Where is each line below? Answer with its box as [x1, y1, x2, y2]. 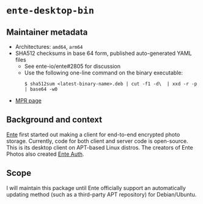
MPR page [15, 97, 42, 104]
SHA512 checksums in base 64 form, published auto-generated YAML [15, 49, 192, 57]
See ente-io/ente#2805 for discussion [24, 63, 121, 70]
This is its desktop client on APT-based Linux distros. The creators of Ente [6, 144, 194, 151]
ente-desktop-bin [6, 5, 95, 16]
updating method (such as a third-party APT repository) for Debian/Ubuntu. [6, 191, 197, 198]
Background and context [6, 115, 103, 125]
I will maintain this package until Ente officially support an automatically [6, 184, 186, 191]
